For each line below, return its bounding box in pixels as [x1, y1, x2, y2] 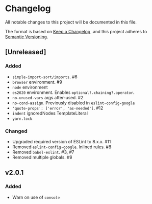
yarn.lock [12, 116, 33, 121]
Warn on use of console [12, 194, 60, 200]
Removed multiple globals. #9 [12, 154, 73, 160]
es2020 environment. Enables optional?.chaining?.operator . [12, 89, 135, 95]
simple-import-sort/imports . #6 [12, 74, 77, 80]
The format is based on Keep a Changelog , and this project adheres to [5, 28, 147, 34]
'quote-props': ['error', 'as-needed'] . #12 [12, 105, 103, 111]
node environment [12, 84, 48, 90]
